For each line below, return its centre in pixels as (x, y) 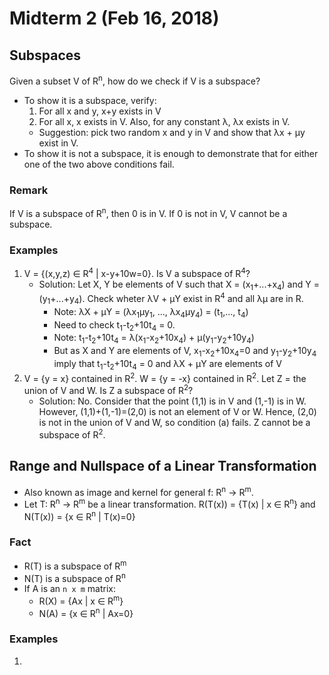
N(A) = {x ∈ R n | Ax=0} (86, 612)
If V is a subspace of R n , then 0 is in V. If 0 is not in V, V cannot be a (148, 212)
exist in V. (58, 143)
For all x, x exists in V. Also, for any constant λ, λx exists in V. (164, 121)
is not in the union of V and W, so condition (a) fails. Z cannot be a (174, 423)
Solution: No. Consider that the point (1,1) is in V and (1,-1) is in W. (172, 401)
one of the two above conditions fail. (99, 164)
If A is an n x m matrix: (69, 589)
